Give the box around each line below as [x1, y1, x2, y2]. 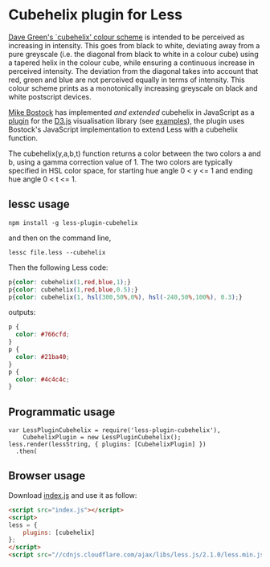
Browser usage [8, 469, 86, 483]
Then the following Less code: [8, 263, 108, 272]
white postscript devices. [8, 92, 92, 101]
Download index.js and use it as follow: [8, 490, 137, 500]
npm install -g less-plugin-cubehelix [8, 218, 138, 226]
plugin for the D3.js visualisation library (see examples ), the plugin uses [8, 116, 245, 125]
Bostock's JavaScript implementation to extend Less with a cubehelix [8, 124, 239, 134]
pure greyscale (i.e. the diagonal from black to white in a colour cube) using [8, 49, 259, 59]
